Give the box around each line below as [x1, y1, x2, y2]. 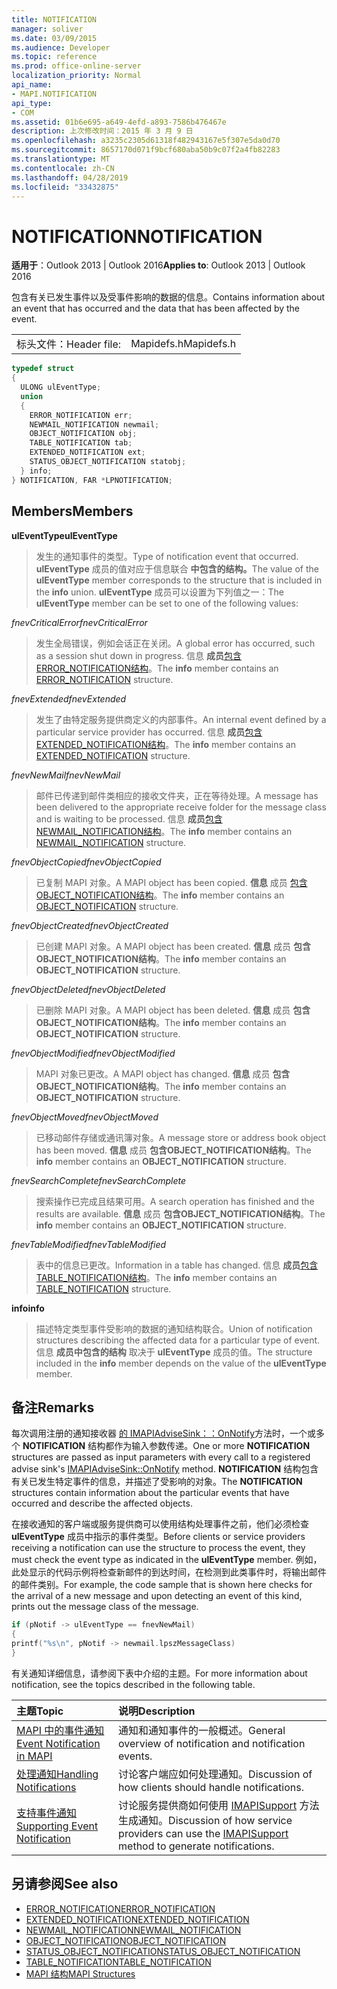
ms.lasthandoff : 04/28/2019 [11, 172, 129, 183]
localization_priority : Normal [11, 71, 142, 81]
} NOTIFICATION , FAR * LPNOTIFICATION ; [11, 475, 173, 485]
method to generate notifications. [118, 1839, 275, 1853]
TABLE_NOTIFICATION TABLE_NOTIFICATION [25, 1956, 212, 1968]
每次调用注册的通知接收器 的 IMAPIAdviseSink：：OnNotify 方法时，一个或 [11, 1427, 317, 1440]
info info [11, 1302, 45, 1314]
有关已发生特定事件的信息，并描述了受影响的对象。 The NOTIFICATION [11, 1476, 303, 1488]
